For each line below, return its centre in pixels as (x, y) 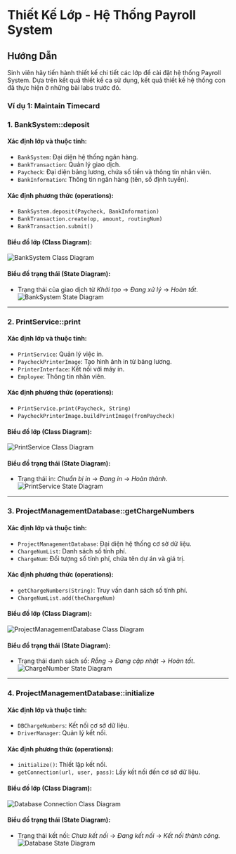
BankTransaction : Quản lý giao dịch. (69, 164)
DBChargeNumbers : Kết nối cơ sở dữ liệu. (73, 725)
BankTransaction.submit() (55, 227)
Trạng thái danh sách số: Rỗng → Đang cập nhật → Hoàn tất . (106, 661)
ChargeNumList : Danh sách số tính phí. (72, 551)
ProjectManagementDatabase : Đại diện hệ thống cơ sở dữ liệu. (104, 544)
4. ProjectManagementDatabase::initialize (81, 693)
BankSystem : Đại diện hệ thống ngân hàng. (78, 157)
